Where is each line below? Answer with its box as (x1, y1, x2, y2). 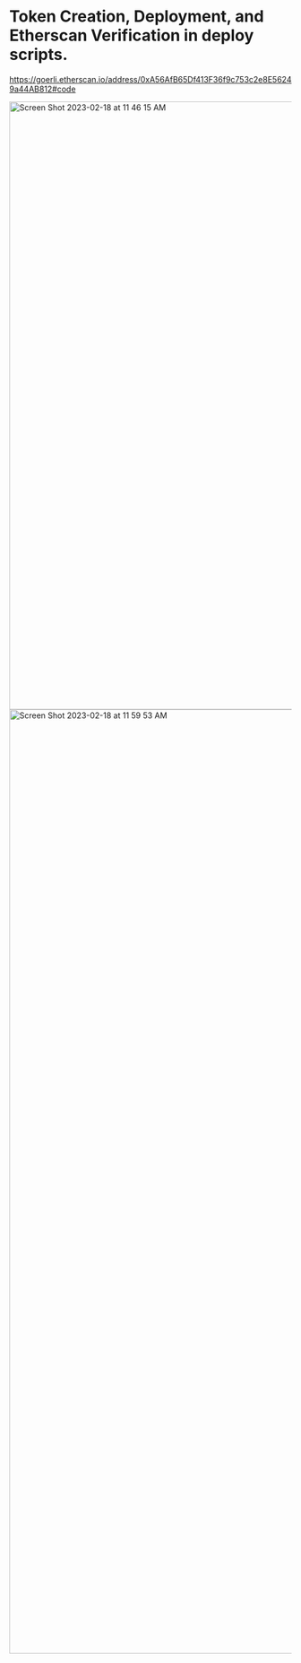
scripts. (9, 45, 69, 65)
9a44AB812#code (9, 83, 76, 94)
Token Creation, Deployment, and (9, 6, 264, 27)
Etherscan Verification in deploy (9, 25, 254, 46)
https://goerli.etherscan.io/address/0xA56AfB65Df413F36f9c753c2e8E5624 (9, 74, 292, 84)
